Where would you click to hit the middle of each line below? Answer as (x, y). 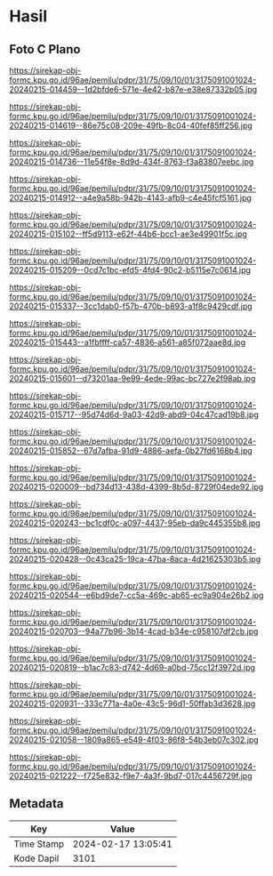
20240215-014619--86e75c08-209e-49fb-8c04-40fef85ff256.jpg (131, 125)
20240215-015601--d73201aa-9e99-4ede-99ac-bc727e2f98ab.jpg (132, 378)
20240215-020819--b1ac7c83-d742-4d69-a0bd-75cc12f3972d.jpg (132, 667)
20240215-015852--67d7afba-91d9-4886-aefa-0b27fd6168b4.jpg (131, 450)
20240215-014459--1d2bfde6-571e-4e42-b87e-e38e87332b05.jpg (133, 89)
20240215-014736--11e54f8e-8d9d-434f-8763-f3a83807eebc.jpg (132, 161)
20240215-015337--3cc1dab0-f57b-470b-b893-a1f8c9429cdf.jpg (131, 306)
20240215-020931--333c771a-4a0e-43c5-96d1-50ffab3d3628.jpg (132, 703)
